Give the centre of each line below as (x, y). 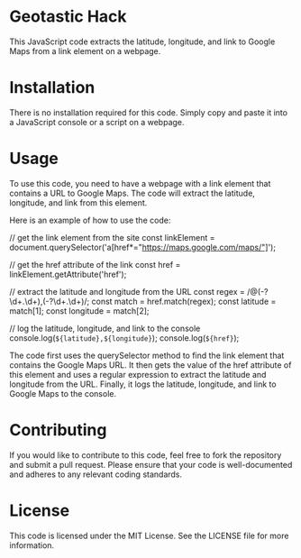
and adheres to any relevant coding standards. (96, 474)
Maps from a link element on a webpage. (85, 50)
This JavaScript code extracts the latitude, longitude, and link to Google (142, 41)
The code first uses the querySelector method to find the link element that (147, 355)
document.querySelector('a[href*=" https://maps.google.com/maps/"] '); (143, 247)
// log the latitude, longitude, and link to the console (105, 328)
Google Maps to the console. (63, 393)
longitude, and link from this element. (78, 202)
